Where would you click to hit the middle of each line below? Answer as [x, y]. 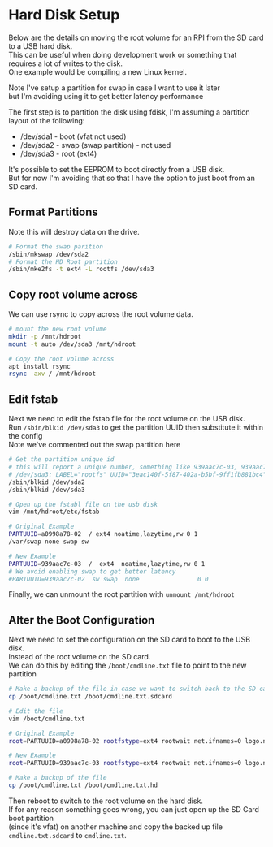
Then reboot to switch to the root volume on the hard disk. [106, 801]
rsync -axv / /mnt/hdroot [52, 374]
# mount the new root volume [58, 329]
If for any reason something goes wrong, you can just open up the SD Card [134, 809]
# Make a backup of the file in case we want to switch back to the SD [132, 689]
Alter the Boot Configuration [82, 620]
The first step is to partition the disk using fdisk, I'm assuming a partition [129, 112]
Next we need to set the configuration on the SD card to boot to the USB [129, 640]
